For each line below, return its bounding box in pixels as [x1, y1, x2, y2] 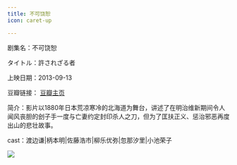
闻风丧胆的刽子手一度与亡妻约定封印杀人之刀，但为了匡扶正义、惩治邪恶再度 [7, 112, 230, 121]
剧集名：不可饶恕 [7, 43, 57, 51]
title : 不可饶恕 [7, 10, 51, 18]
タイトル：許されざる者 [7, 58, 75, 67]
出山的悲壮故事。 [7, 121, 57, 129]
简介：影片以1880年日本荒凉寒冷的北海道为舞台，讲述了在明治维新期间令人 [7, 103, 226, 111]
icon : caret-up [7, 17, 52, 24]
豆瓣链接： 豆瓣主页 [7, 88, 65, 97]
